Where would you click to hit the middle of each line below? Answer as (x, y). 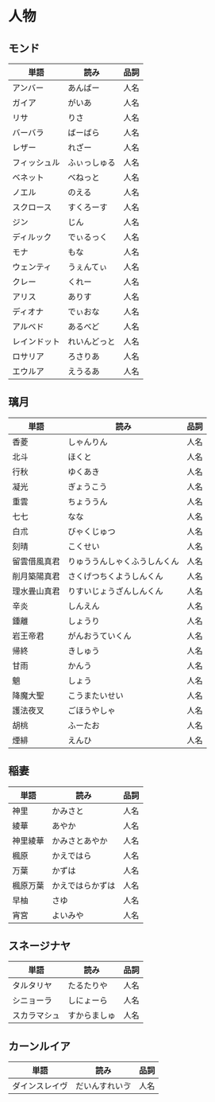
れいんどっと (92, 341)
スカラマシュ (36, 1015)
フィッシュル (36, 162)
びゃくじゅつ (92, 532)
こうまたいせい (96, 695)
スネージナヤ (40, 946)
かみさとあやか (80, 840)
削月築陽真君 (36, 576)
